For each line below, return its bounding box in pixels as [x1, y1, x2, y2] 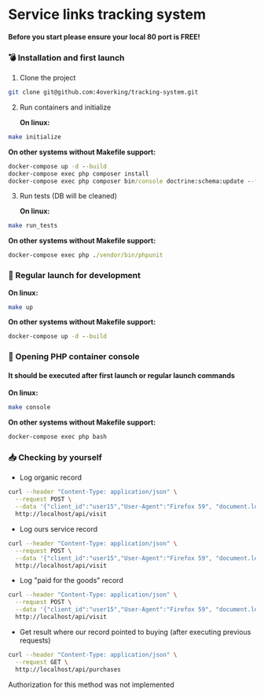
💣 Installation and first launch [8, 52, 125, 63]
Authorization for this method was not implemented [8, 680, 174, 689]
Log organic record [19, 473, 82, 482]
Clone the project [19, 73, 76, 83]
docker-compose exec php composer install [8, 169, 149, 178]
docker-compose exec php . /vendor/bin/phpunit [8, 251, 163, 259]
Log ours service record [19, 524, 98, 533]
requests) [19, 636, 51, 645]
